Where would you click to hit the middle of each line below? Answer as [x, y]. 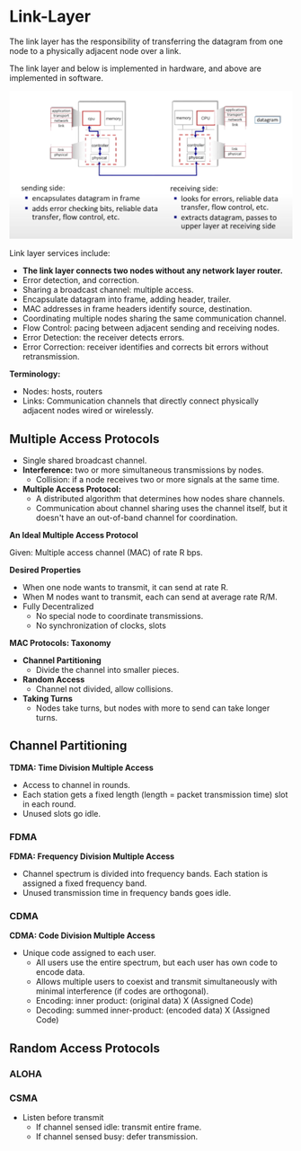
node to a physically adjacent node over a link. [95, 50]
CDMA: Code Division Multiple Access [82, 935]
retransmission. [51, 357]
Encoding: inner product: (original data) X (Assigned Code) [144, 1001]
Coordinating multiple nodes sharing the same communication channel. [155, 319]
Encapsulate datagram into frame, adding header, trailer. [127, 299]
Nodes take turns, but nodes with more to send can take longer [153, 708]
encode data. [60, 972]
